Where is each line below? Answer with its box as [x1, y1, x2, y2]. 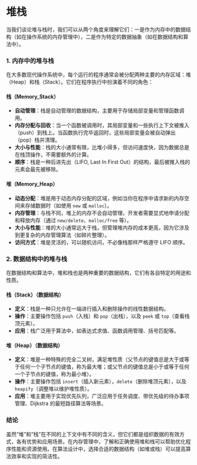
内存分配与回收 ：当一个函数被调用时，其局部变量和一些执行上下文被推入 [14, 122, 189, 129]
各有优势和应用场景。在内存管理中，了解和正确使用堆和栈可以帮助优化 [16, 438, 186, 445]
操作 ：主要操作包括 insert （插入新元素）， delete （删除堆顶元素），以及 [14, 378, 186, 385]
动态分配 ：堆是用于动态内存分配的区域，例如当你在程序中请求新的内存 [14, 194, 185, 201]
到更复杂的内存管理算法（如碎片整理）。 [14, 231, 110, 238]
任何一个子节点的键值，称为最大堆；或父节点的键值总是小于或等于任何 [19, 363, 189, 370]
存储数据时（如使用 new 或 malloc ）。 [25, 202, 113, 209]
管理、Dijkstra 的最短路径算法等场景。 [14, 400, 107, 407]
